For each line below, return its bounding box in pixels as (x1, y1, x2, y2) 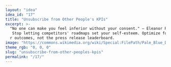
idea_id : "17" (5, 12, 36, 17)
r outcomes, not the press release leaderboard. (10, 36, 115, 41)
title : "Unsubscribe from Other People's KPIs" (5, 17, 108, 22)
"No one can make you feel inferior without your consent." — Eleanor (10, 26, 163, 31)
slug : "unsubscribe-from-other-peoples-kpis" (5, 49, 103, 54)
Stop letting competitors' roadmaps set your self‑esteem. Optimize (12, 31, 160, 36)
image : (5, 40, 19, 45)
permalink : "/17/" (5, 54, 44, 59)
